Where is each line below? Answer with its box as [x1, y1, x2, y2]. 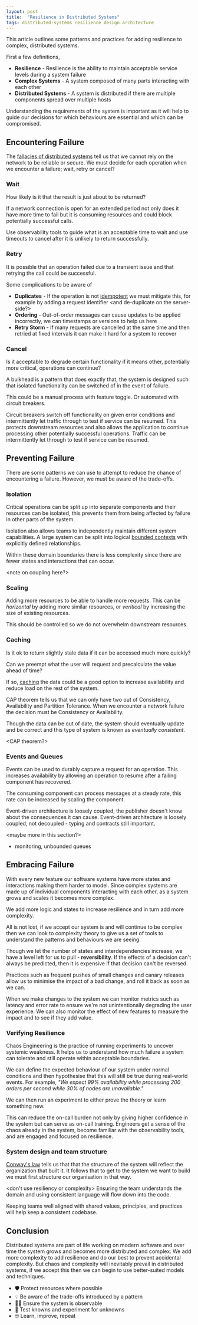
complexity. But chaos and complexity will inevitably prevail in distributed [6, 1260, 184, 1268]
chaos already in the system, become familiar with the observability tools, [6, 1127, 185, 1134]
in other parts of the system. [6, 516, 75, 523]
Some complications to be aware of [6, 281, 93, 288]
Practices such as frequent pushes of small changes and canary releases [6, 971, 184, 978]
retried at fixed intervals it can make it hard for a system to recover [14, 330, 177, 337]
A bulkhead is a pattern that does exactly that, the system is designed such [6, 376, 189, 383]
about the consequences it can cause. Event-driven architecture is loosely [6, 814, 187, 821]
